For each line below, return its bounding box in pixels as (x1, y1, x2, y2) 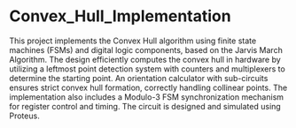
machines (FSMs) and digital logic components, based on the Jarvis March (9, 44, 284, 55)
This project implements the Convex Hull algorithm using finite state (9, 35, 257, 46)
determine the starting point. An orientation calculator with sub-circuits (9, 72, 269, 83)
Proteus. (9, 110, 40, 121)
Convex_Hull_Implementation (9, 6, 232, 26)
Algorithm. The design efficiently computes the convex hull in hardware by (9, 54, 281, 64)
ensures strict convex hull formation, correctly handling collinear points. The (9, 82, 288, 93)
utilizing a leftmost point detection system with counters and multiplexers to (9, 64, 285, 74)
